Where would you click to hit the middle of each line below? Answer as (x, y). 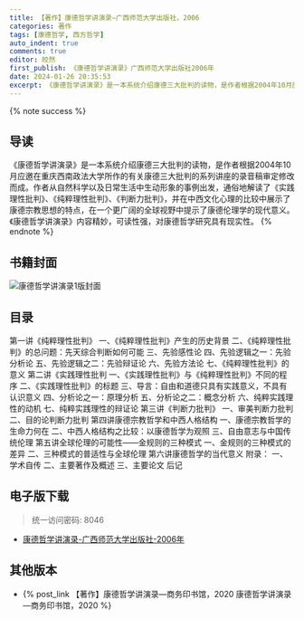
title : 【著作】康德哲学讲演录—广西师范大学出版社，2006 (104, 18)
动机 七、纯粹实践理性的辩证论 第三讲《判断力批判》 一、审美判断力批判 (159, 409)
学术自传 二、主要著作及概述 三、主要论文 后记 (96, 465)
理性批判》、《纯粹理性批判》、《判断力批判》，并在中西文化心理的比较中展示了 (150, 199)
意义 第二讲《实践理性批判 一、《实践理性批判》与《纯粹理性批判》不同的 (144, 375)
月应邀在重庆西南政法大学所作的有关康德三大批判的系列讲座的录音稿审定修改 (152, 176)
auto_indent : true (44, 43)
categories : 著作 (41, 26)
